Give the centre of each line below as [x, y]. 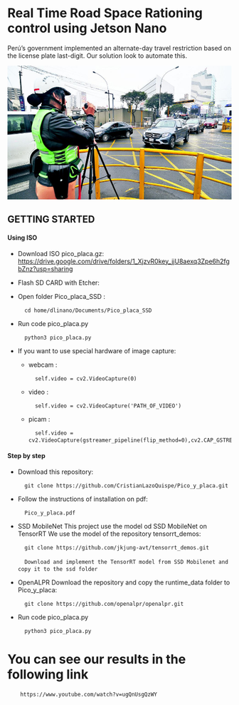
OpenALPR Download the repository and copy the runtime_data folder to [124, 582]
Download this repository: [55, 472]
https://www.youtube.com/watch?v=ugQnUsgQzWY [89, 694]
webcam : [43, 365]
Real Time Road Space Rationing [105, 13]
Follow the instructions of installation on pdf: [83, 499]
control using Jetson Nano [87, 28]
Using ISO [22, 238]
